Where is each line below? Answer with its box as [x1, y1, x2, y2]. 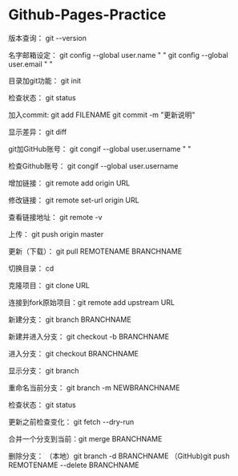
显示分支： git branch [8, 365, 79, 375]
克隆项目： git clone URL [8, 280, 90, 290]
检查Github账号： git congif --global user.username [8, 161, 179, 170]
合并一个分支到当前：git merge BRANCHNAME [8, 433, 163, 443]
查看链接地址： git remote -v [8, 212, 103, 222]
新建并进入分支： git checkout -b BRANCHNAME [8, 332, 170, 341]
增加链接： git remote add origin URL [8, 178, 131, 188]
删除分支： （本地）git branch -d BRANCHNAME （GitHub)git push [8, 451, 230, 461]
